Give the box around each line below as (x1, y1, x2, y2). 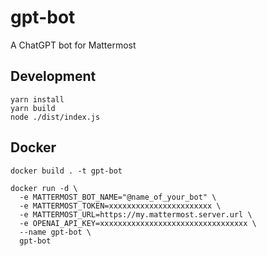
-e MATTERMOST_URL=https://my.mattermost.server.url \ (19, 209, 253, 220)
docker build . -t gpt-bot (10, 166, 123, 176)
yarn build (10, 103, 56, 113)
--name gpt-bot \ (19, 227, 92, 237)
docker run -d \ (10, 183, 78, 193)
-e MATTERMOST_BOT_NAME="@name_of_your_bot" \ (19, 192, 217, 202)
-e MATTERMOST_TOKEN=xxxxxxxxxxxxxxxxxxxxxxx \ (19, 201, 222, 211)
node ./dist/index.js (10, 112, 101, 122)
